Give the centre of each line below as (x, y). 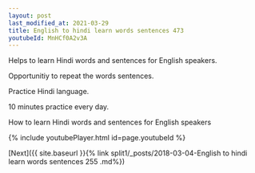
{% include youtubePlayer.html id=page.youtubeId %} (97, 138)
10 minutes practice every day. (59, 107)
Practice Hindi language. (49, 92)
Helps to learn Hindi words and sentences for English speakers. (113, 61)
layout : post (30, 16)
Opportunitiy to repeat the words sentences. (81, 76)
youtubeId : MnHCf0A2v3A (48, 38)
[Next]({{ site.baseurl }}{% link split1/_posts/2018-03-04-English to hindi (128, 153)
